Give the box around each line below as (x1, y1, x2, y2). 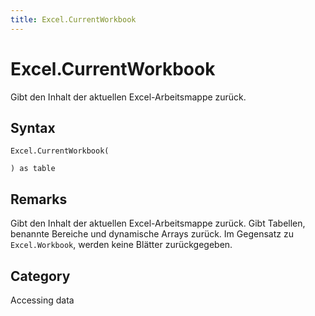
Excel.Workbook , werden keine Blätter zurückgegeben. (10, 239, 233, 251)
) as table (10, 164, 56, 174)
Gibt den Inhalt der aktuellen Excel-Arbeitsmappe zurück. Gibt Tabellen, (10, 217, 306, 230)
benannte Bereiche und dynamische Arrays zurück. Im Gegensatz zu (10, 228, 294, 240)
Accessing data (10, 294, 75, 306)
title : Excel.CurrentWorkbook (10, 14, 137, 25)
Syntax (10, 119, 56, 136)
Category (10, 267, 71, 285)
